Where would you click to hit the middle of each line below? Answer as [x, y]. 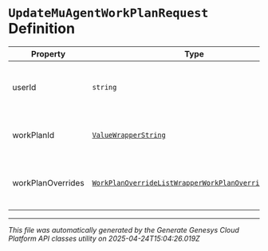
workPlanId [33, 135]
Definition [42, 29]
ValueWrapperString [129, 135]
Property [48, 53]
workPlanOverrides [49, 182]
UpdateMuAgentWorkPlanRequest [108, 13]
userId [24, 87]
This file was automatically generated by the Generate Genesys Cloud [124, 229]
